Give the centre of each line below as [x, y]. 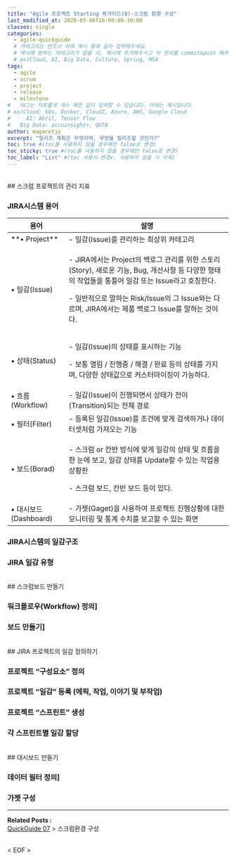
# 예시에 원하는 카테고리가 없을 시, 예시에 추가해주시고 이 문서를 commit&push [115, 53]
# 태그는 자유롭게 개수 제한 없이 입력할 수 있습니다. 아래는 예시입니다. [101, 105]
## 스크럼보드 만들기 [36, 586]
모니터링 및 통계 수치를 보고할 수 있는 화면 [133, 519]
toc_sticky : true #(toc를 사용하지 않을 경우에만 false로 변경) [93, 151]
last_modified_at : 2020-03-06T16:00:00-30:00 [75, 20]
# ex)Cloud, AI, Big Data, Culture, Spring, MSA [86, 60]
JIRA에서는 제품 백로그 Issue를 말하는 [144, 309]
